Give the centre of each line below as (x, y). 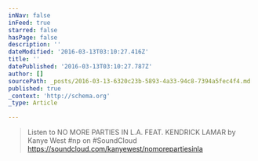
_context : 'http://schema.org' (59, 96)
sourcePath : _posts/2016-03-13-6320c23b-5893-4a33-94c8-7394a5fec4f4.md (129, 81)
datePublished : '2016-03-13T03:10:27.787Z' (80, 67)
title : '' (24, 60)
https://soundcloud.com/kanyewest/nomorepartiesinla (115, 149)
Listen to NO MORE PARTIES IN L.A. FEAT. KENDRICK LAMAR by (132, 132)
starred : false (33, 30)
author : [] (26, 74)
